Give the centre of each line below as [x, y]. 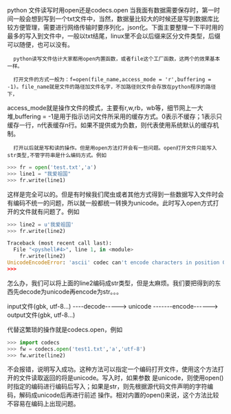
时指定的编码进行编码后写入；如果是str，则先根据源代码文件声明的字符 [107, 386]
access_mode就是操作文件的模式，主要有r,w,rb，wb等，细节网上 [99, 108]
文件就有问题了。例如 [49, 211]
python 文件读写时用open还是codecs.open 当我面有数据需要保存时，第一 [111, 10]
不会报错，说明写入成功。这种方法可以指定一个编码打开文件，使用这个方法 [112, 369]
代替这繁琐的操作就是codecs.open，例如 [65, 329]
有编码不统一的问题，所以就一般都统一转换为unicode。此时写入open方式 [110, 203]
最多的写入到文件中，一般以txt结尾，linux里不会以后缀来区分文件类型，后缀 [114, 36]
